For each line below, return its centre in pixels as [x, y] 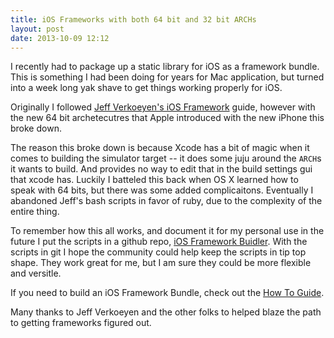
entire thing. [35, 212]
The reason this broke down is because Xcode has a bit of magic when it [160, 148]
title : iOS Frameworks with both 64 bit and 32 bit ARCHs [133, 19]
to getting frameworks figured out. [81, 323]
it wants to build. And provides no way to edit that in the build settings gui [161, 169]
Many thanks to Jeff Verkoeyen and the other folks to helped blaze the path [166, 312]
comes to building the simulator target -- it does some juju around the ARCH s [166, 158]
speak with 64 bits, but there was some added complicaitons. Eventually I [162, 190]
